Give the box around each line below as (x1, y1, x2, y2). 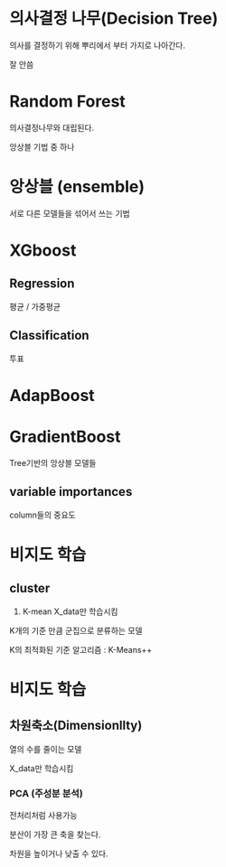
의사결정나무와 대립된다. (9, 122, 95, 133)
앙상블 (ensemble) (9, 177, 145, 197)
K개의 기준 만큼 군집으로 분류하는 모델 (9, 625, 143, 636)
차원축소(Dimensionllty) (9, 718, 143, 733)
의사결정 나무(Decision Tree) (9, 8, 219, 29)
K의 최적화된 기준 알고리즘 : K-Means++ (9, 644, 153, 655)
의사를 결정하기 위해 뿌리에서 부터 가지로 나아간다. (9, 40, 186, 51)
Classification (9, 328, 89, 343)
